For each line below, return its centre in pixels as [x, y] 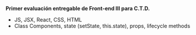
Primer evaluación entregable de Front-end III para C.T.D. [78, 8]
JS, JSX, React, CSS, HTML [48, 20]
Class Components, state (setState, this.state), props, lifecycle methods [102, 26]
